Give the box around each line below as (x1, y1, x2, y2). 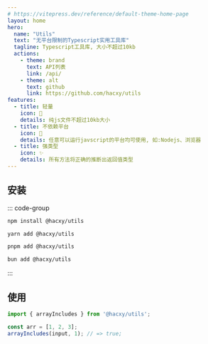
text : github (26, 83, 65, 90)
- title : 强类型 (13, 143, 59, 150)
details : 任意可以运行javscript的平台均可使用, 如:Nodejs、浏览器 (20, 136, 201, 143)
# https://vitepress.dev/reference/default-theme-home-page (7, 10, 190, 18)
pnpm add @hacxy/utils (7, 243, 75, 250)
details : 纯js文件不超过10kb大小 (20, 116, 111, 123)
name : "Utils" (13, 30, 55, 38)
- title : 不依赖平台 (13, 123, 70, 130)
